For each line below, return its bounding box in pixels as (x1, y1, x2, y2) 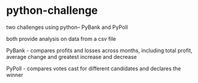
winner (6, 71, 23, 78)
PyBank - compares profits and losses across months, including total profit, (6, 46, 193, 54)
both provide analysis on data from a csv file (6, 35, 116, 42)
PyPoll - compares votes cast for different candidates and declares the (6, 64, 181, 72)
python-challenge (6, 4, 98, 17)
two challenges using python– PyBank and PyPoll (6, 23, 128, 31)
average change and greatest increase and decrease (6, 53, 137, 60)
